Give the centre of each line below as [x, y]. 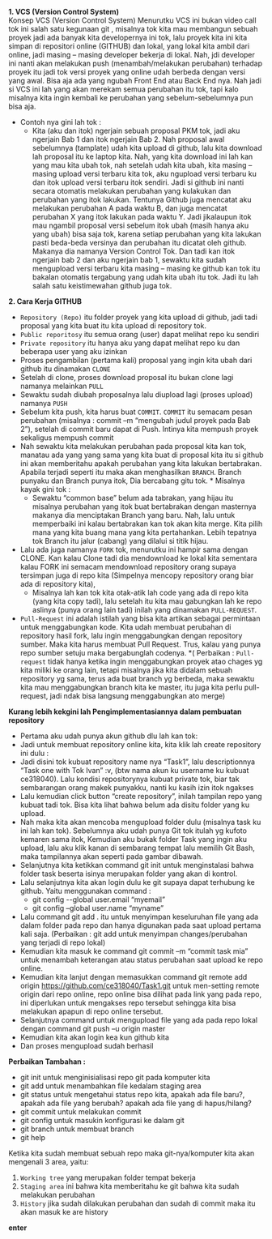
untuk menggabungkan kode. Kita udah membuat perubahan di [125, 627]
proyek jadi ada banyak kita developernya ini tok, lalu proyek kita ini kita [128, 37]
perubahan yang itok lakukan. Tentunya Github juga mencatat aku [142, 199]
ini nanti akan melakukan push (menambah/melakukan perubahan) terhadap [136, 63]
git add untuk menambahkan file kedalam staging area [110, 1086]
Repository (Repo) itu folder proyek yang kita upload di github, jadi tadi [138, 317]
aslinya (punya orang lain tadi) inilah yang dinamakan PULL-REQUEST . [144, 610]
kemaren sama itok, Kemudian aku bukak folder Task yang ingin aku [133, 839]
